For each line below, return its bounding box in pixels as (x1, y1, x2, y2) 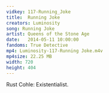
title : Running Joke (6, 14, 60, 20)
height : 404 (6, 64, 36, 71)
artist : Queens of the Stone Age (6, 31, 90, 37)
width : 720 (6, 59, 34, 65)
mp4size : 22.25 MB (6, 53, 52, 59)
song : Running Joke (6, 25, 55, 32)
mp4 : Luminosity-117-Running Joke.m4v (6, 48, 103, 54)
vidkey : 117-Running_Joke (6, 8, 71, 15)
